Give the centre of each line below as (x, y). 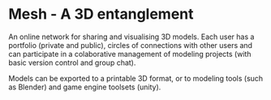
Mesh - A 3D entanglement (101, 14)
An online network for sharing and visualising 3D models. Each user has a (131, 37)
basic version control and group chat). (72, 63)
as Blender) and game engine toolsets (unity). (85, 87)
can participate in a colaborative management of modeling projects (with (130, 54)
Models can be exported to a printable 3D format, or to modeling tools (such (136, 78)
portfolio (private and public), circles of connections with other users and (131, 45)
